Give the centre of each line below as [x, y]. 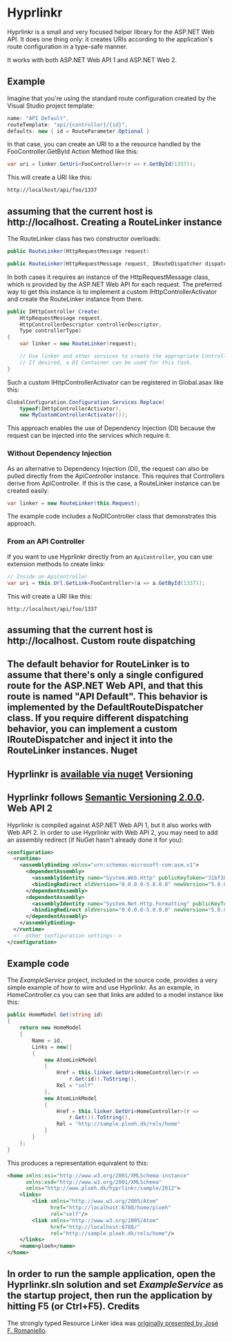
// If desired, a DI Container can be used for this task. [106, 363]
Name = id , [48, 1041]
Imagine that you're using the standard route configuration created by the [112, 98]
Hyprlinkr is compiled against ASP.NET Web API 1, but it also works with [109, 825]
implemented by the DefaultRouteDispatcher [105, 707]
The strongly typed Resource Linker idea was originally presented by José [113, 1323]
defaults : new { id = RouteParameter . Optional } [78, 131]
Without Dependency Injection [60, 454]
